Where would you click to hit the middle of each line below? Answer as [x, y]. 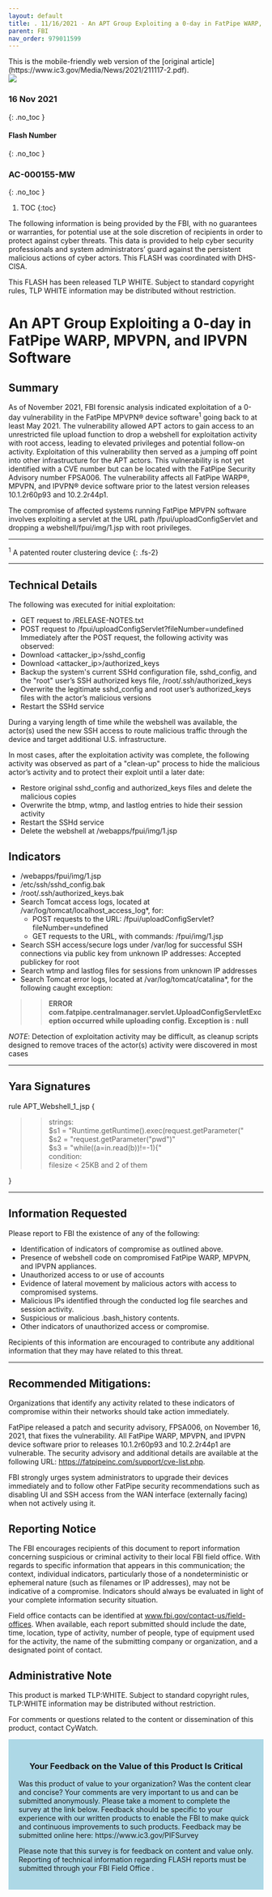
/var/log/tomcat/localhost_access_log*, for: [92, 910]
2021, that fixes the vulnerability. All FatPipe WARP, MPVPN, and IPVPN [127, 1436]
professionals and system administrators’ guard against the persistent [125, 249]
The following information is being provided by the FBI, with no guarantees [133, 224]
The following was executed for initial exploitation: [92, 605]
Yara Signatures [49, 1087]
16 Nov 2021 [33, 100]
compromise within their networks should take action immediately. [119, 1412]
